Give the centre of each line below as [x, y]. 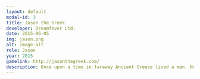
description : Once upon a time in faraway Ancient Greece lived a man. [97, 67]
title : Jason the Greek [36, 23]
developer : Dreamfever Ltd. [41, 28]
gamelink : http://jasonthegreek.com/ [53, 61]
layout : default [26, 12]
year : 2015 [20, 56]
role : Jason [21, 50]
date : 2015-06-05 [28, 34]
